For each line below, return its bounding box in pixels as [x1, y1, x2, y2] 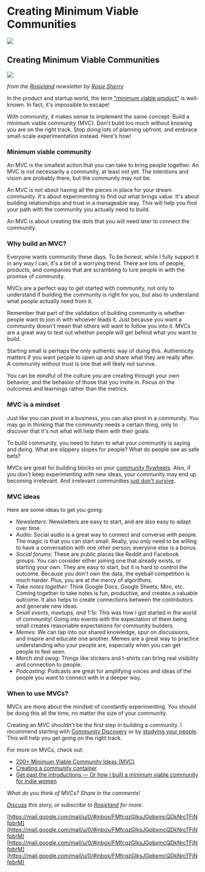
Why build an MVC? [7, 239, 67, 248]
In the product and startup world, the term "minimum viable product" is [7, 94, 185, 102]
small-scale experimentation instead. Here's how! [7, 132, 132, 139]
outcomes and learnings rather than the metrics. [7, 385, 129, 393]
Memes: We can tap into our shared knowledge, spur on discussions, [15, 628, 190, 635]
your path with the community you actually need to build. [7, 206, 150, 213]
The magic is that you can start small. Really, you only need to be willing [15, 537, 197, 545]
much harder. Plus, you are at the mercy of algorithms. [15, 576, 153, 583]
